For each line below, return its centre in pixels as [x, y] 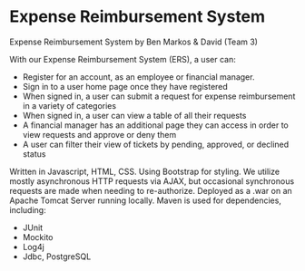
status [34, 154]
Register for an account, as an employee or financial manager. [138, 77]
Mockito [38, 237]
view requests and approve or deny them [99, 134]
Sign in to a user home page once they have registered [125, 86]
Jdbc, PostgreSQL [57, 256]
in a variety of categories [69, 105]
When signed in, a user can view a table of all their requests [134, 115]
